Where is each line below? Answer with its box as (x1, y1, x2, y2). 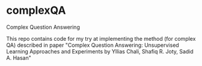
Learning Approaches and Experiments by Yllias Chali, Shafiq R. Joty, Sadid (6, 47, 194, 55)
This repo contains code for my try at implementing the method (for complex (6, 35, 196, 42)
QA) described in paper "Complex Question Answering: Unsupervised (6, 41, 179, 49)
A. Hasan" (6, 54, 31, 61)
